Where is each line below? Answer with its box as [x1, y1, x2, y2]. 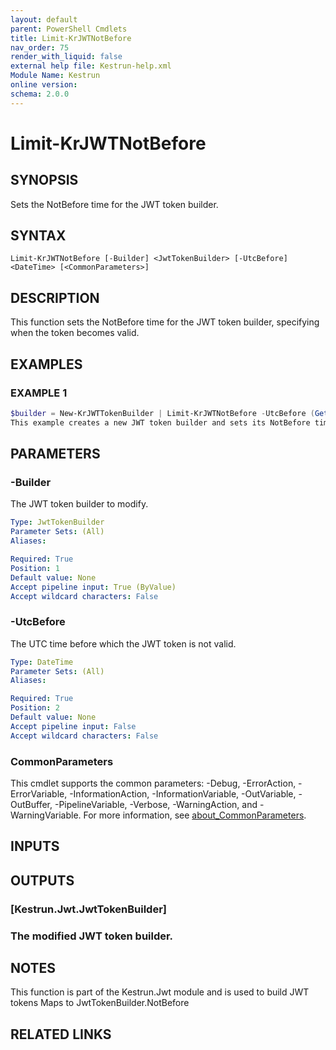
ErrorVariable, [10, 787, 68, 800]
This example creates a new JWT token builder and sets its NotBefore [10, 417, 311, 428]
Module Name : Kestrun [10, 71, 101, 81]
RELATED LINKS [10, 1026, 112, 1043]
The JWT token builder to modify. [10, 498, 149, 510]
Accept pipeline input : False [10, 721, 137, 731]
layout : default [10, 14, 78, 25]
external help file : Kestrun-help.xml [10, 61, 172, 71]
